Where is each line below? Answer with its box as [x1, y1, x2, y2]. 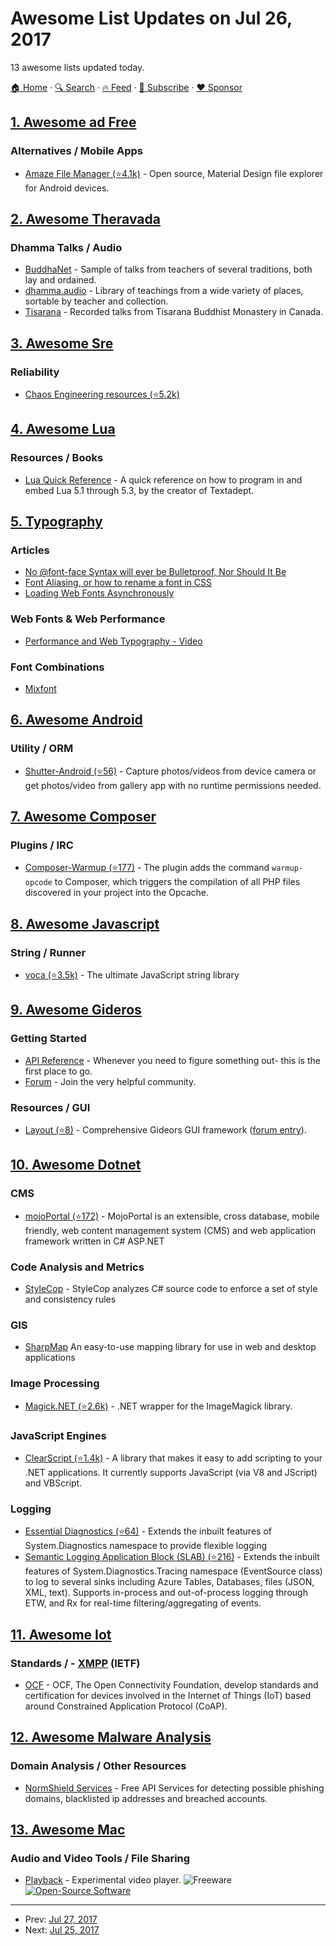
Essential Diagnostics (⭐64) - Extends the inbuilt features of [24, 1525, 272, 1537]
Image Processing [10, 1377, 100, 1391]
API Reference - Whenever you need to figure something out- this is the [24, 1054, 321, 1066]
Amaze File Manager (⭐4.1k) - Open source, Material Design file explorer [24, 167, 324, 179]
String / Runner [10, 945, 87, 959]
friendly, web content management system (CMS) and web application [24, 1224, 317, 1236]
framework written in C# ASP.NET [24, 1235, 165, 1247]
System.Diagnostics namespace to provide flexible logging [24, 1540, 268, 1552]
